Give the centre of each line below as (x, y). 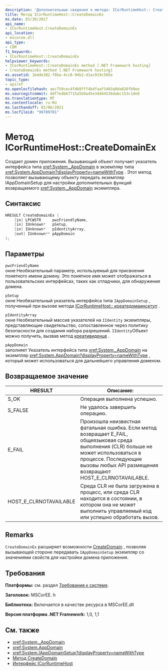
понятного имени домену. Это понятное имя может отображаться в (78, 276)
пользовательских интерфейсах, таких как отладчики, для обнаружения (83, 281)
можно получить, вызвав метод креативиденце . (57, 336)
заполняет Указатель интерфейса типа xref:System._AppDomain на (76, 350)
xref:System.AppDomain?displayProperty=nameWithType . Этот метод (78, 172)
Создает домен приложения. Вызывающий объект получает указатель (81, 161)
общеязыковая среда (106, 440)
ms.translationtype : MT (30, 98)
